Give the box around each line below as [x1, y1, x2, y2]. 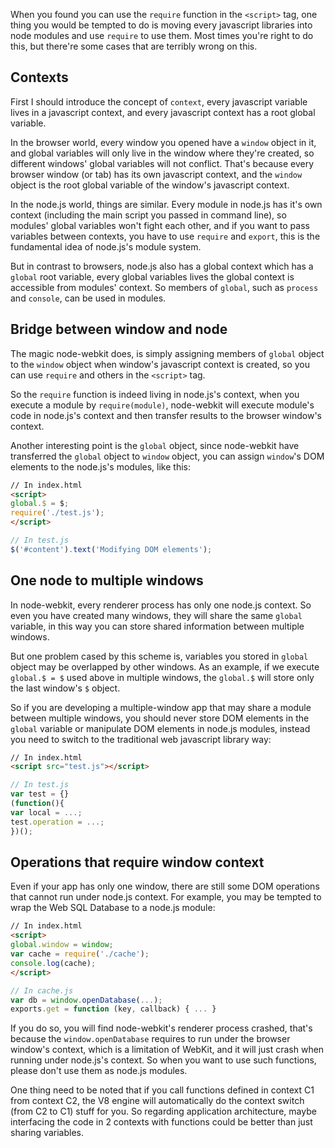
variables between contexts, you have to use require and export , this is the [10, 230, 321, 242]
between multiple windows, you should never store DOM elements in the [10, 712, 310, 724]
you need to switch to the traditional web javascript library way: [10, 733, 272, 745]
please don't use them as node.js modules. [10, 1065, 188, 1077]
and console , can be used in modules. [10, 292, 167, 304]
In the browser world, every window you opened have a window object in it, [10, 136, 317, 148]
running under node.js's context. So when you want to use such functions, [10, 1054, 317, 1066]
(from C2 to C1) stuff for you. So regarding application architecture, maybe [10, 1105, 317, 1118]
